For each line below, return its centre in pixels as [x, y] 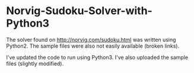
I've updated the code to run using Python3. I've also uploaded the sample [97, 57]
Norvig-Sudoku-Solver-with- [79, 11]
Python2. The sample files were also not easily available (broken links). [93, 46]
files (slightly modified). [35, 64]
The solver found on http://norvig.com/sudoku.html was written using [91, 39]
